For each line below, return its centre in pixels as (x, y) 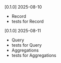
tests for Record (28, 21)
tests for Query (27, 45)
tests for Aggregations (34, 55)
